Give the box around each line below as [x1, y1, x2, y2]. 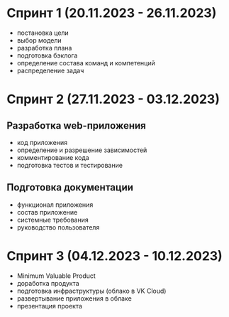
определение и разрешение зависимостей [16, 146, 147, 154]
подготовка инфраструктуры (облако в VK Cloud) [16, 286, 167, 295]
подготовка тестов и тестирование [16, 161, 123, 169]
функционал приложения [16, 200, 94, 209]
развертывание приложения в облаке [16, 294, 132, 303]
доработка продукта [16, 279, 79, 287]
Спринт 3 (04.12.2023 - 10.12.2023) [6, 247, 223, 264]
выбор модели [16, 36, 62, 44]
